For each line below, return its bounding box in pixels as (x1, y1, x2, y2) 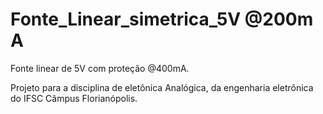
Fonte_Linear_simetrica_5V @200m (10, 8, 314, 31)
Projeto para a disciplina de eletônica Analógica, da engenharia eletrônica (10, 81, 314, 93)
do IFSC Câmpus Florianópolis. (10, 92, 138, 104)
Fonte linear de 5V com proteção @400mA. (10, 62, 190, 74)
